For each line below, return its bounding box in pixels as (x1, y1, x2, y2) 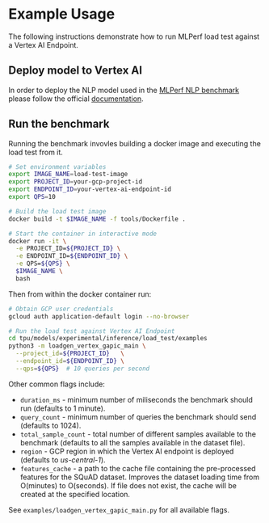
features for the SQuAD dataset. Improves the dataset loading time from (19, 472, 260, 482)
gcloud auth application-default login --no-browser (8, 312, 190, 320)
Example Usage (8, 5, 116, 23)
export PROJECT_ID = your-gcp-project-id (8, 178, 143, 186)
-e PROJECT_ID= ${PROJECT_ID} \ (15, 244, 121, 253)
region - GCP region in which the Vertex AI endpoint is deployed (19, 446, 234, 456)
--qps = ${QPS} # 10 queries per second (15, 365, 150, 373)
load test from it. (8, 147, 63, 157)
